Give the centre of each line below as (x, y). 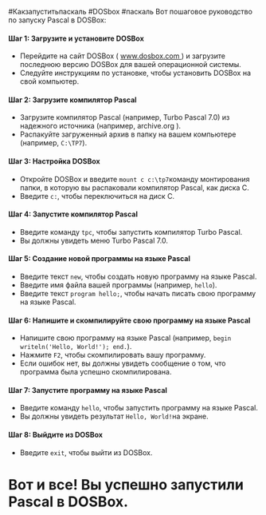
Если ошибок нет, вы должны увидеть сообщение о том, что (123, 363)
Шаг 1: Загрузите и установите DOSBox (76, 38)
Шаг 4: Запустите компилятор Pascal (73, 214)
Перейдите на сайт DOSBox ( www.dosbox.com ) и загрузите (122, 56)
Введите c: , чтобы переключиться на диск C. (97, 196)
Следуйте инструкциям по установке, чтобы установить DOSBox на (135, 73)
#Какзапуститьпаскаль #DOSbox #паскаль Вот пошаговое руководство (131, 12)
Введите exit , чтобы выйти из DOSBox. (86, 452)
